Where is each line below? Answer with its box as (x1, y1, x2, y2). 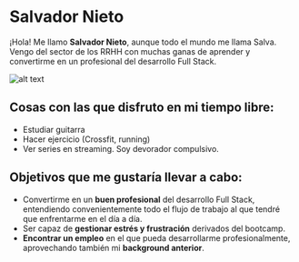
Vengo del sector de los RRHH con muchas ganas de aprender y (9, 45, 251, 56)
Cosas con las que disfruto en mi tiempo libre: (9, 100, 274, 116)
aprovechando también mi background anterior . (22, 242, 204, 253)
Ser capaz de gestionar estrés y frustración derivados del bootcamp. (22, 223, 286, 234)
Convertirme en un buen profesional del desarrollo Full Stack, (22, 194, 255, 205)
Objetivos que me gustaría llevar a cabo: (9, 170, 243, 186)
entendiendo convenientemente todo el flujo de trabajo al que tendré (22, 203, 280, 215)
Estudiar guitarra (22, 124, 85, 135)
